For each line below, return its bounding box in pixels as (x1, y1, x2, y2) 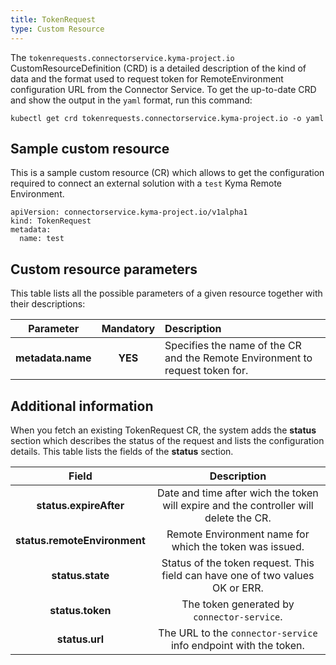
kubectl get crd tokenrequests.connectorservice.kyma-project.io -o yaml (10, 113, 325, 123)
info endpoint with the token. (170, 638, 305, 652)
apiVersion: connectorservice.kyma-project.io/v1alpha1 (10, 207, 248, 218)
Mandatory (101, 322, 156, 336)
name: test (19, 234, 65, 244)
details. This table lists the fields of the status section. (10, 445, 234, 457)
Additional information (10, 397, 154, 415)
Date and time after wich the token (157, 486, 319, 500)
